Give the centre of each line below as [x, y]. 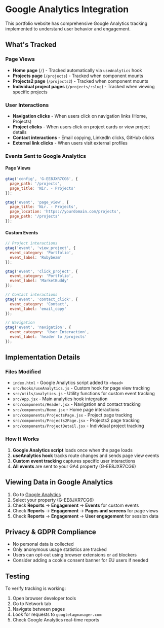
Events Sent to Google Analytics [46, 156]
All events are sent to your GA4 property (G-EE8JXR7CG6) [74, 466]
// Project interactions [31, 243]
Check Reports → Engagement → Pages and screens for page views [85, 510]
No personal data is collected [43, 544]
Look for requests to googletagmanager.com [57, 614]
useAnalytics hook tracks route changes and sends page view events [86, 456]
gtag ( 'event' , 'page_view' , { [37, 202]
